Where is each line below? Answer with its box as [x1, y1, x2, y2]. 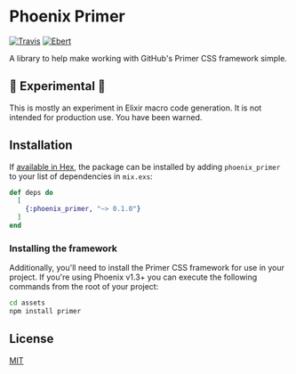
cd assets [9, 298, 46, 308]
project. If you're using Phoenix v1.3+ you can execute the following [9, 272, 258, 282]
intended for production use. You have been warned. [9, 111, 203, 122]
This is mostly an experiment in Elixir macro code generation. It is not [9, 102, 262, 113]
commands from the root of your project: [9, 281, 159, 292]
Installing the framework [9, 242, 118, 255]
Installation [9, 138, 73, 153]
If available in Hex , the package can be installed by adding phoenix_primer [9, 161, 281, 172]
